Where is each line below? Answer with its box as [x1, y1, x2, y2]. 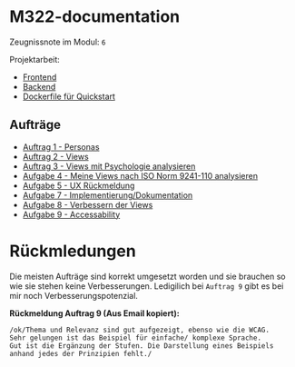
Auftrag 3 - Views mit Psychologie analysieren [22, 161, 196, 172]
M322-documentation [9, 6, 181, 27]
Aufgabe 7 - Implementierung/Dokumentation [22, 189, 193, 201]
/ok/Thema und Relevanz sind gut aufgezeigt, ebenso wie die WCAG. [9, 325, 270, 334]
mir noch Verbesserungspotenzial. [9, 290, 139, 301]
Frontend [22, 71, 57, 83]
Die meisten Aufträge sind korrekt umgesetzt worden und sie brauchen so [9, 271, 286, 282]
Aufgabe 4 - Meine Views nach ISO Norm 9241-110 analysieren [22, 170, 259, 181]
